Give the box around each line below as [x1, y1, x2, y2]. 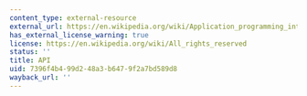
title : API [9, 56, 51, 65]
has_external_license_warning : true [9, 30, 149, 39]
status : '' [9, 48, 51, 57]
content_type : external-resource [9, 13, 137, 23]
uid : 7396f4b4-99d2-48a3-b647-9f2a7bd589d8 [9, 65, 178, 74]
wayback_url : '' [9, 73, 71, 82]
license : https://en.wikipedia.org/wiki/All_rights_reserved [9, 38, 248, 48]
